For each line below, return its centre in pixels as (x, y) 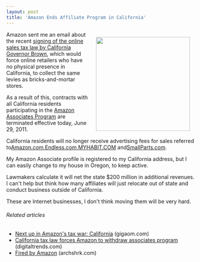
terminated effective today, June (47, 123)
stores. (15, 85)
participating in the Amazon (41, 110)
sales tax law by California (39, 47)
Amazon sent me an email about (46, 34)
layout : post (23, 12)
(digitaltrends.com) (38, 246)
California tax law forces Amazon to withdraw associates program (96, 240)
